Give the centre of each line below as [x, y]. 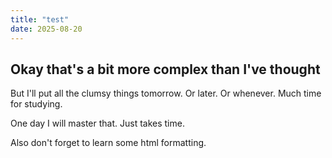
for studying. [36, 104]
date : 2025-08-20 [46, 29]
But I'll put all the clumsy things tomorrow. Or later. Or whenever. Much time [166, 93]
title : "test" [40, 19]
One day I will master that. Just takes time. [97, 123]
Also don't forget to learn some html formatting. [108, 143]
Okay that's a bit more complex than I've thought [165, 69]
